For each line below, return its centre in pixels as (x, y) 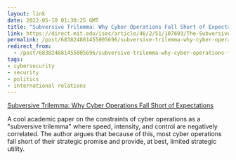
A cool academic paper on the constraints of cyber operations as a (104, 119)
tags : (15, 60)
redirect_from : (29, 46)
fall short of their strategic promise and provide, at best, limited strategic (112, 142)
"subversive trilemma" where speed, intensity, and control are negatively (112, 126)
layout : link (26, 14)
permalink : (23, 40)
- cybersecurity (31, 66)
